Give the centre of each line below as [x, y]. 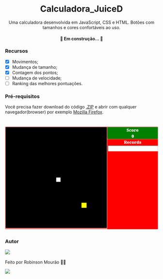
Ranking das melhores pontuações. [47, 84]
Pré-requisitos [22, 96]
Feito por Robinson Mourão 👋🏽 [36, 262]
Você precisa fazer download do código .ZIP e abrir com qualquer [71, 107]
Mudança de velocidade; [37, 78]
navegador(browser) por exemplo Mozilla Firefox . [54, 112]
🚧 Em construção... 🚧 [81, 39]
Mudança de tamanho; [34, 67]
